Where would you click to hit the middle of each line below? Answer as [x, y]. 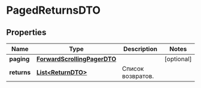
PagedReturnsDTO [53, 10]
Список [133, 69]
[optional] [178, 59]
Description [140, 49]
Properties [26, 32]
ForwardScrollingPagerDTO [77, 59]
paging [19, 59]
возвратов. [138, 76]
